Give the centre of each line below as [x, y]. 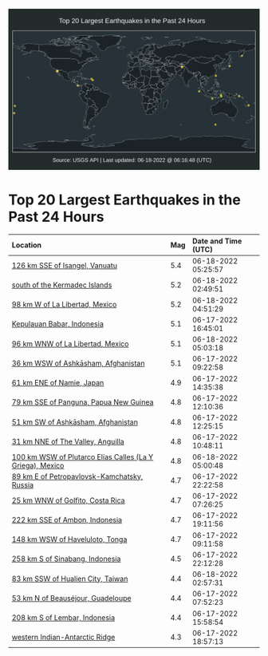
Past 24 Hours [56, 217]
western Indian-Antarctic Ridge [63, 637]
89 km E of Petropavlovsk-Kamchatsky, [77, 476]
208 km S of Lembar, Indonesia [63, 618]
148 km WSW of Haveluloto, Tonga [69, 539]
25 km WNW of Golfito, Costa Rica [68, 500]
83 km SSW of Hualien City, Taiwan [70, 579]
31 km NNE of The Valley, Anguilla [68, 441]
